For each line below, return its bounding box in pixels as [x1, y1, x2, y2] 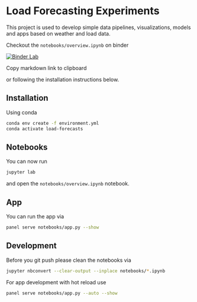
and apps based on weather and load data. [6, 30, 111, 37]
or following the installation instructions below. [6, 76, 120, 83]
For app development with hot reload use [6, 278, 106, 285]
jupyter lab [6, 169, 35, 175]
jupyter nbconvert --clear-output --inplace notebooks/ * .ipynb [6, 268, 166, 274]
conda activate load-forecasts [6, 126, 83, 131]
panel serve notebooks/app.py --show [6, 224, 99, 230]
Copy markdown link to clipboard [6, 64, 87, 72]
